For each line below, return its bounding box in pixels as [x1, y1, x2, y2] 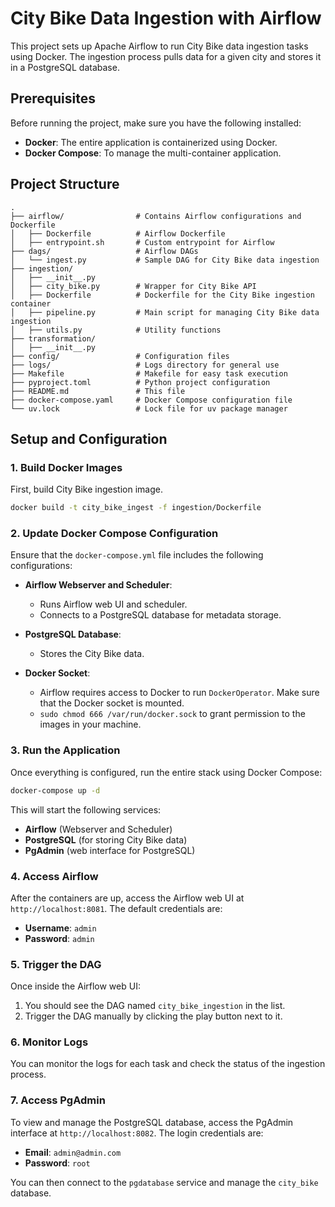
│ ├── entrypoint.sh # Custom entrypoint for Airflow [10, 237, 275, 247]
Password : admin [24, 932, 95, 944]
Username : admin [24, 922, 97, 934]
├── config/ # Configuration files [10, 351, 230, 361]
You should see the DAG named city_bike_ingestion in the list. [24, 1000, 286, 1012]
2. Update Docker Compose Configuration [10, 527, 219, 541]
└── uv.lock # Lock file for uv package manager [10, 403, 288, 414]
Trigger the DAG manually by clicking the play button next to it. [24, 1010, 283, 1022]
